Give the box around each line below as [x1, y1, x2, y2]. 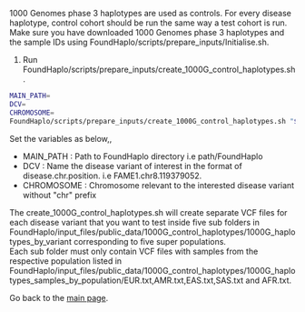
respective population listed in [9, 255, 123, 267]
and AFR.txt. [245, 275, 292, 286]
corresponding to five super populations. [74, 236, 227, 247]
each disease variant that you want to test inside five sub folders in [9, 216, 261, 227]
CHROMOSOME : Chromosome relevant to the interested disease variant [22, 179, 295, 190]
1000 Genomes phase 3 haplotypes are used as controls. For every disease [9, 8, 292, 18]
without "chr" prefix [22, 189, 97, 200]
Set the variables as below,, [9, 133, 113, 144]
